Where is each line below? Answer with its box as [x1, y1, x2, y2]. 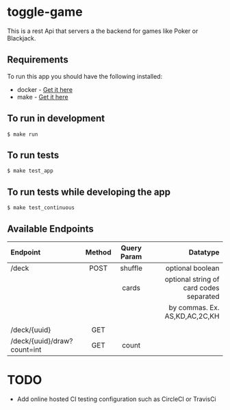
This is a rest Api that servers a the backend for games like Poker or [7, 27, 199, 35]
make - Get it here [16, 93, 68, 101]
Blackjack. [7, 34, 36, 42]
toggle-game [7, 4, 84, 20]
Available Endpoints [7, 223, 94, 234]
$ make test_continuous [7, 204, 75, 211]
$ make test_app [7, 167, 53, 175]
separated [187, 292, 220, 301]
